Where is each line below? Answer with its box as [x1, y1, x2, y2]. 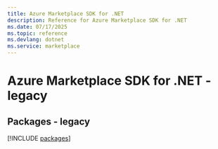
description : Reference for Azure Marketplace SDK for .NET [7, 17, 188, 24]
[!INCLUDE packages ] [7, 134, 71, 142]
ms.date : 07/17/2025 [7, 23, 68, 30]
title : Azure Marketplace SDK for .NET [7, 10, 124, 17]
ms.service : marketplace [7, 43, 80, 50]
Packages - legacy [7, 115, 90, 127]
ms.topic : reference [7, 29, 68, 37]
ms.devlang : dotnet [7, 36, 65, 43]
